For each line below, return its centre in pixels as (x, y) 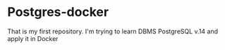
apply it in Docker (33, 38)
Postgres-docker (58, 12)
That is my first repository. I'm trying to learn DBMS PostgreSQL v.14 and (113, 31)
